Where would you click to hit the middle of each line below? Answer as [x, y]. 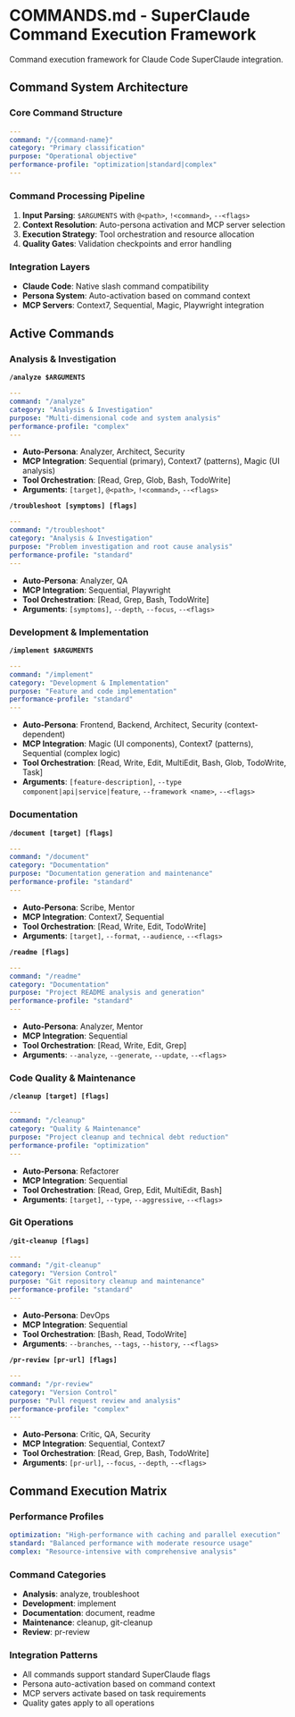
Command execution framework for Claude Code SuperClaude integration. [146, 59]
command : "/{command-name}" [61, 139]
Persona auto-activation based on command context [119, 1684]
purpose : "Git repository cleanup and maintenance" [107, 1282]
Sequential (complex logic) [71, 753]
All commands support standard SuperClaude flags [116, 1675]
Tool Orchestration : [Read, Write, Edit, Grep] [104, 1045]
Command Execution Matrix [88, 1490]
